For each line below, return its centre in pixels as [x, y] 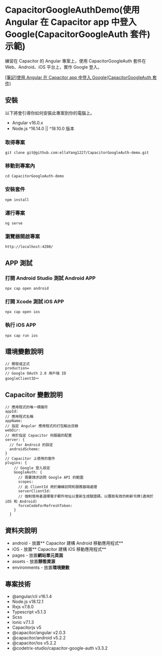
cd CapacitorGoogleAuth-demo [35, 176]
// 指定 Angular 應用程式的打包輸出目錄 [42, 426]
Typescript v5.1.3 [29, 612]
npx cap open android [27, 288]
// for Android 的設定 [31, 445]
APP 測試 [19, 263]
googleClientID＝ [22, 379]
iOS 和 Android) [21, 502]
